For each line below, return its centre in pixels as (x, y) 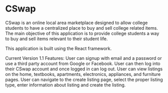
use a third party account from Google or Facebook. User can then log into (83, 63)
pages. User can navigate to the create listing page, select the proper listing (84, 79)
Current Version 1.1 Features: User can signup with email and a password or (84, 58)
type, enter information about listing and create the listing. (66, 85)
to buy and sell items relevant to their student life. (57, 39)
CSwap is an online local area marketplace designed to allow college (76, 23)
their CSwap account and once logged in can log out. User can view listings (84, 69)
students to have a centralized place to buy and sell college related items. (81, 28)
